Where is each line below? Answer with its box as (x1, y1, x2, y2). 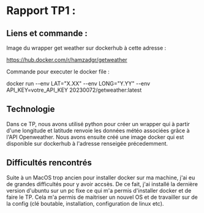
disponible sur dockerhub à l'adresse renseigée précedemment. (6, 140, 168, 147)
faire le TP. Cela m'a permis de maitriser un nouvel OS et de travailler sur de (6, 193, 198, 201)
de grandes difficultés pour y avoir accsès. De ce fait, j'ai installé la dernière (6, 180, 198, 187)
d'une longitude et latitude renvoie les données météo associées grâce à (6, 127, 190, 134)
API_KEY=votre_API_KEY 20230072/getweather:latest (6, 86, 142, 94)
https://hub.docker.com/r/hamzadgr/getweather (6, 56, 127, 63)
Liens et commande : (6, 28, 88, 39)
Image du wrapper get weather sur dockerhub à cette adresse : (6, 44, 167, 51)
